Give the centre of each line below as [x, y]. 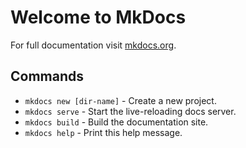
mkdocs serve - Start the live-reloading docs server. [130, 111]
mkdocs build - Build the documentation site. [116, 122]
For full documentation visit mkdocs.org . [93, 45]
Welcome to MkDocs [98, 17]
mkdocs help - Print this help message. [103, 132]
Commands [47, 76]
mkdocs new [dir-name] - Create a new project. [120, 100]
